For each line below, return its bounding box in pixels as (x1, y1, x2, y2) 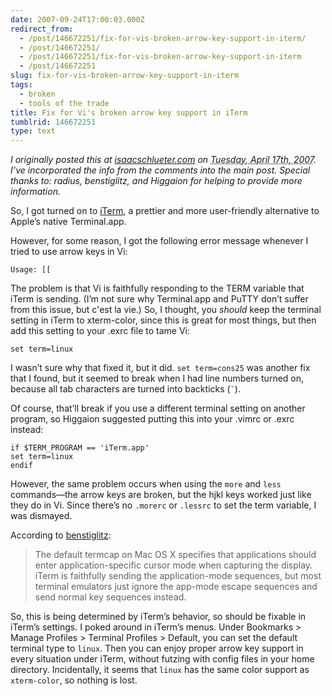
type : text (10, 126, 56, 136)
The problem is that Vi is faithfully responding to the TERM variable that (10, 282, 305, 295)
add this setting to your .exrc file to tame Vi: (10, 325, 190, 337)
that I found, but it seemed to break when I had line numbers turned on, (10, 372, 305, 385)
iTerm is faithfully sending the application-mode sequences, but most (34, 570, 322, 582)
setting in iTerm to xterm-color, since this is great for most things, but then (10, 314, 317, 326)
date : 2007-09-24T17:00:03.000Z (10, 14, 145, 25)
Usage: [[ (10, 265, 52, 275)
